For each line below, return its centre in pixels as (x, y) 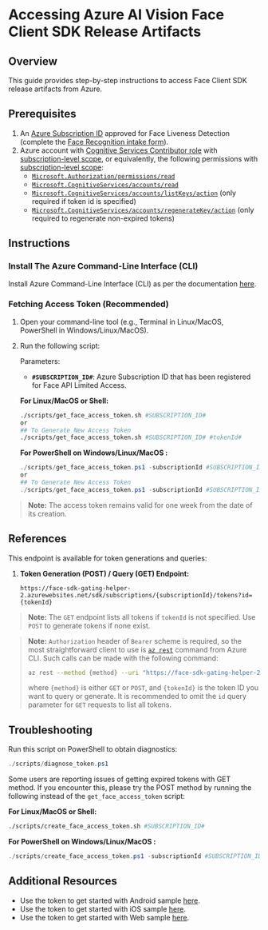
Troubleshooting (51, 730)
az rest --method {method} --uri (83, 673)
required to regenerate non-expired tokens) (103, 218)
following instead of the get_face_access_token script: (97, 796)
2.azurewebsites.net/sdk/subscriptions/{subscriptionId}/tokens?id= (136, 595)
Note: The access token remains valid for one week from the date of (140, 505)
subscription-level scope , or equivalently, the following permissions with (138, 158)
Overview (33, 61)
